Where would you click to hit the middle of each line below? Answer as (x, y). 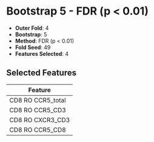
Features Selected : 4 (42, 53)
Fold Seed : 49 (33, 47)
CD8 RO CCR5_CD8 (38, 130)
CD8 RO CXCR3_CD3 (40, 120)
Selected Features (42, 73)
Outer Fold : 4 (32, 28)
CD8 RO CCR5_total (38, 100)
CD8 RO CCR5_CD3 (38, 110)
